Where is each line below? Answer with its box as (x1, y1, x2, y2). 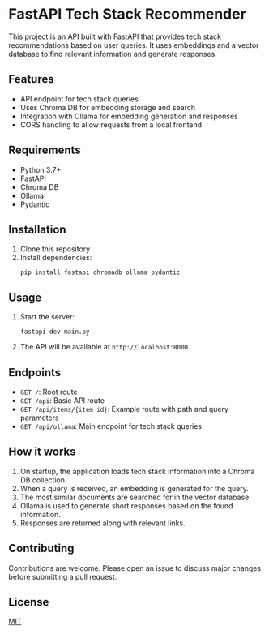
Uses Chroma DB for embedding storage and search (19, 102, 196, 112)
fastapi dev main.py (19, 328, 90, 336)
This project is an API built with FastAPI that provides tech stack (8, 32, 221, 41)
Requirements (8, 144, 81, 157)
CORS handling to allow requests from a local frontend (19, 119, 203, 130)
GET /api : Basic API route (19, 396, 105, 405)
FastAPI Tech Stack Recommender (8, 5, 247, 24)
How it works (8, 445, 76, 459)
